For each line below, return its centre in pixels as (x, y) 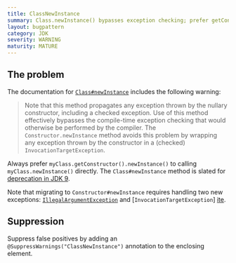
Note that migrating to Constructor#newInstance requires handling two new (115, 192)
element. (20, 253)
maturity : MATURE (33, 46)
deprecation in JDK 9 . (39, 178)
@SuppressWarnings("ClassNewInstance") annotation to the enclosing (106, 245)
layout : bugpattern (36, 27)
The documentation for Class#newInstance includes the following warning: (114, 91)
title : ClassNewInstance (44, 14)
